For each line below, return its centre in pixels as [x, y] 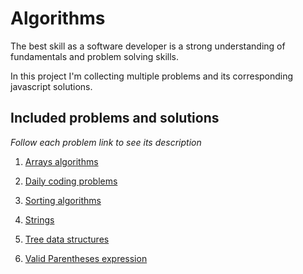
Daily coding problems [71, 181]
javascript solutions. [51, 86]
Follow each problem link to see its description [106, 142]
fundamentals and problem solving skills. [95, 56]
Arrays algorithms [61, 161]
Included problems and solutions [115, 118]
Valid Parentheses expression [86, 258]
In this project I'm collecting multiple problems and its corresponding [152, 76]
